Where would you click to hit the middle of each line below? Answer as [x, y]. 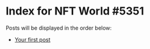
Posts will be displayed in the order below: [59, 28]
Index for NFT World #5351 [75, 11]
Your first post [32, 39]
